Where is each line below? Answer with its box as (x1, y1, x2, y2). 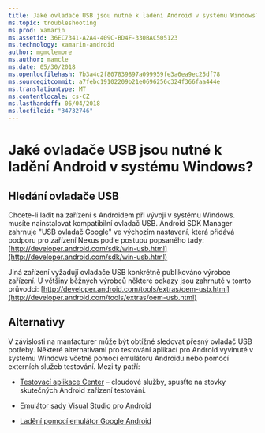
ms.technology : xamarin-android (8, 41, 114, 49)
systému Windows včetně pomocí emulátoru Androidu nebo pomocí (8, 353, 230, 363)
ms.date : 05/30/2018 (8, 63, 77, 71)
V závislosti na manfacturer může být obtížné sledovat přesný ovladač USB (8, 337, 252, 346)
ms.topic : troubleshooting (8, 19, 97, 27)
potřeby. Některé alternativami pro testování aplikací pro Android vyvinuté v (8, 345, 254, 354)
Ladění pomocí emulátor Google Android (19, 416, 152, 425)
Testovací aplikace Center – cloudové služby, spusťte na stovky (19, 377, 226, 386)
